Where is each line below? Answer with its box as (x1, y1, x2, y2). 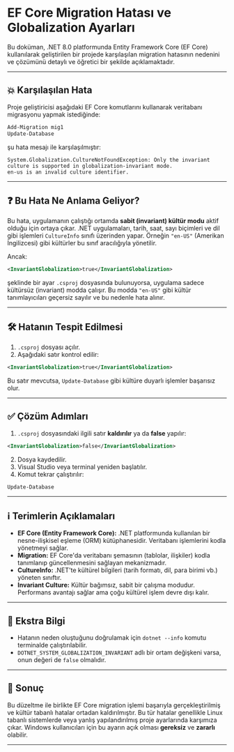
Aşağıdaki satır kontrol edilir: (17, 351, 100, 358)
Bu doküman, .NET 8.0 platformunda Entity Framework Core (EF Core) (7, 43, 208, 51)
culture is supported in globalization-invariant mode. (7, 162, 173, 169)
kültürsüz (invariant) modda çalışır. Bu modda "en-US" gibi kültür (7, 286, 192, 294)
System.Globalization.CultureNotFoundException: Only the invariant (7, 156, 210, 163)
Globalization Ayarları (7, 20, 136, 36)
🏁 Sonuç (7, 682, 44, 694)
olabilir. (7, 730, 28, 739)
